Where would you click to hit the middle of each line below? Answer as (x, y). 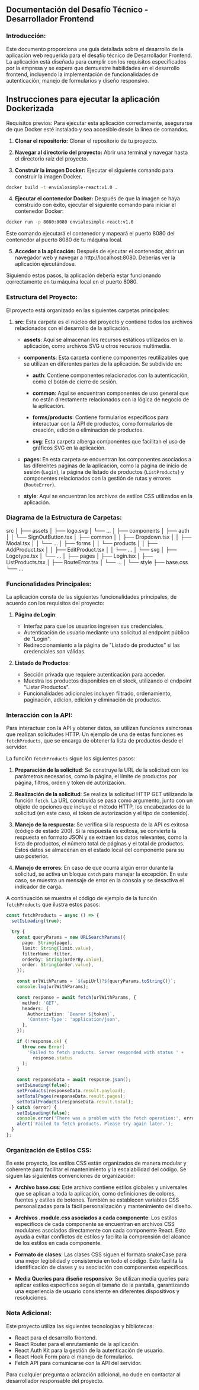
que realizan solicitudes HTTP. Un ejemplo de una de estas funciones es (95, 734)
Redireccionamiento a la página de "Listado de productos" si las (102, 645)
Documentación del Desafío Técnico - (77, 10)
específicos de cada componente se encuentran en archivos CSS (94, 1224)
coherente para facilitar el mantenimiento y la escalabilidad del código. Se (96, 1169)
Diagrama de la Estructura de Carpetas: (64, 518)
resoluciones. (31, 1298)
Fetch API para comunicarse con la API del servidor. (78, 1363)
